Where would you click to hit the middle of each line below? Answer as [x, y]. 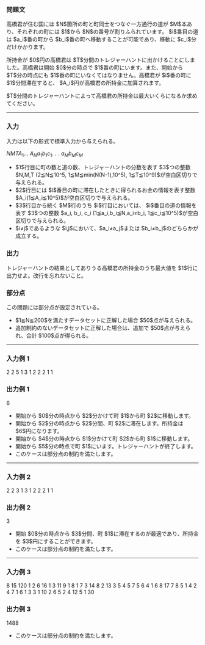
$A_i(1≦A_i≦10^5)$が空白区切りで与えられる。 [74, 198]
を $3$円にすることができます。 [56, 541]
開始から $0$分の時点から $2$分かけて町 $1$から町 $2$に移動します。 [104, 415]
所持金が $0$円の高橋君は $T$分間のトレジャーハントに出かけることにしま [101, 60]
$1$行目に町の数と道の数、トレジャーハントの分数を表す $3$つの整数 [103, 167]
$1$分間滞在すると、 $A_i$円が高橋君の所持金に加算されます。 [85, 83]
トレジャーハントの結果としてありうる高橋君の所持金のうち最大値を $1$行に [102, 268]
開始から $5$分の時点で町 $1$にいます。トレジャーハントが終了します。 [106, 446]
